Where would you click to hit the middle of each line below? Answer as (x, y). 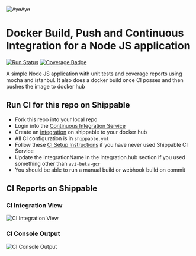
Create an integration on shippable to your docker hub (81, 132)
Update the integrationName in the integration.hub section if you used (100, 157)
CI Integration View (34, 206)
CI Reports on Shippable (52, 189)
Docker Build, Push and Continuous (95, 33)
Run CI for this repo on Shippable (68, 105)
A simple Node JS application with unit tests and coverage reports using (94, 74)
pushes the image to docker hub (46, 86)
